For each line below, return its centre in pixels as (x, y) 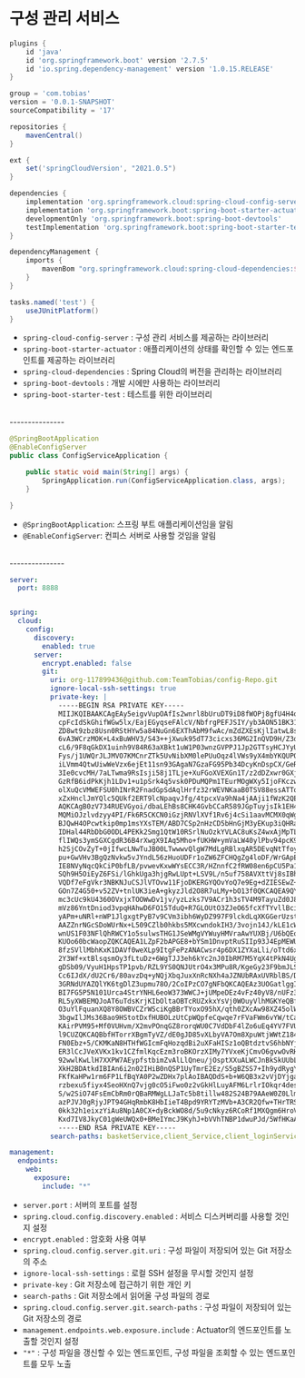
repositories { (38, 127)
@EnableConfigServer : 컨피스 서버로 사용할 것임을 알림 (119, 535)
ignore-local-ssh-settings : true (113, 689)
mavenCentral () (54, 135)
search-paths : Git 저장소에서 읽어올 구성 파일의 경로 (116, 1295)
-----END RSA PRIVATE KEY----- (117, 1127)
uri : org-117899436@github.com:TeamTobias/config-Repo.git (164, 680)
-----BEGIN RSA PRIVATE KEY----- (121, 705)
